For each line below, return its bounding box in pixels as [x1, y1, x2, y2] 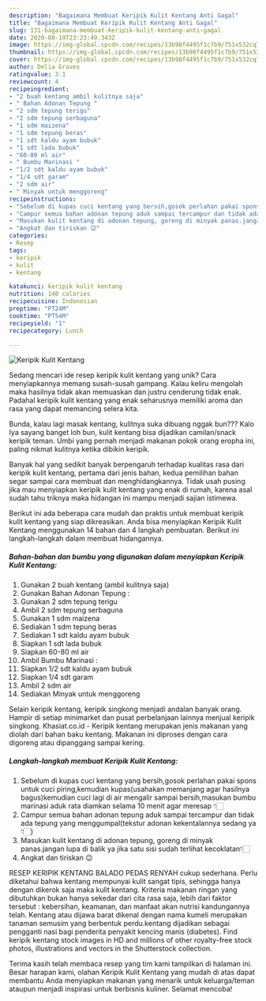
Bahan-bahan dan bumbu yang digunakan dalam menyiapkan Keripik [9, 552, 244, 561]
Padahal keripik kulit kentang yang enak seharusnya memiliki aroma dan [9, 396, 243, 405]
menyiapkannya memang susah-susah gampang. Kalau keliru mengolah [9, 379, 243, 388]
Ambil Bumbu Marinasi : [20, 656, 98, 665]
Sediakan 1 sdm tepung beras [20, 622, 117, 632]
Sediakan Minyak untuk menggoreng [20, 689, 140, 699]
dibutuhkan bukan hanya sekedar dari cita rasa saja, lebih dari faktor [9, 894, 232, 903]
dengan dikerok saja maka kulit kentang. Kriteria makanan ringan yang [9, 885, 238, 894]
